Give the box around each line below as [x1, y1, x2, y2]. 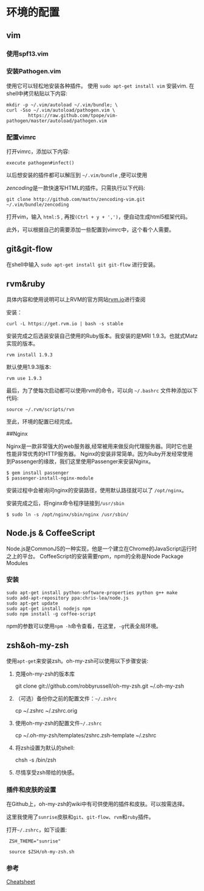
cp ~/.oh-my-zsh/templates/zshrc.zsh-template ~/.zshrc [15, 731, 157, 739]
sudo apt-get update [6, 600, 59, 606]
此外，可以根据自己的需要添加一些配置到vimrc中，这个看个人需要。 [6, 226, 175, 234]
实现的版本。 [6, 339, 38, 347]
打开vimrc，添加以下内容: [6, 148, 70, 155]
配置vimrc [6, 133, 36, 141]
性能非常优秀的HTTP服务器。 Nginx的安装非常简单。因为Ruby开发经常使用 [6, 450, 193, 457]
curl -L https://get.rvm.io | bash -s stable [6, 320, 123, 327]
